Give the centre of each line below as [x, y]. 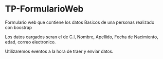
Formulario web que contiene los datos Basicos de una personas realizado [80, 22]
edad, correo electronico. [30, 42]
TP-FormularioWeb [44, 9]
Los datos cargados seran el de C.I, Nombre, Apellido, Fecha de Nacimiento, [81, 37]
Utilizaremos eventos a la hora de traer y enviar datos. [59, 51]
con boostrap [18, 27]
